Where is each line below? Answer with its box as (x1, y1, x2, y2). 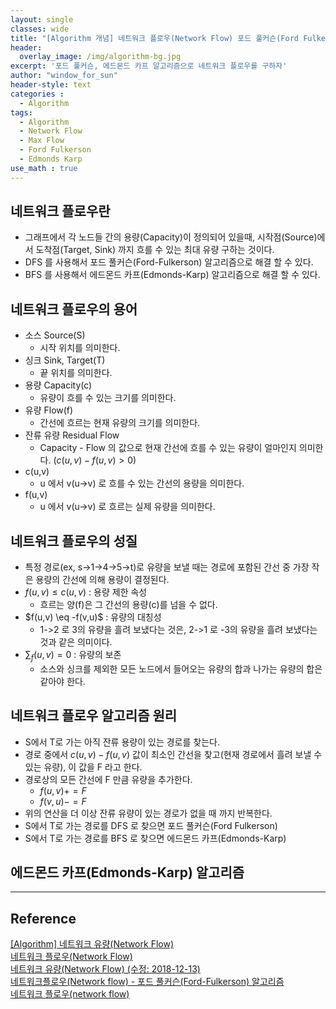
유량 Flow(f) (24, 404, 74, 416)
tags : (10, 107, 33, 118)
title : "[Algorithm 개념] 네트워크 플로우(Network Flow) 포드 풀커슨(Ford (10, 33, 300, 43)
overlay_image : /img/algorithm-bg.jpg (19, 52, 182, 62)
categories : (10, 89, 65, 99)
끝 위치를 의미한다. (39, 367, 113, 379)
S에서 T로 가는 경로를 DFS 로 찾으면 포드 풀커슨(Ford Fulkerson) (24, 819, 278, 831)
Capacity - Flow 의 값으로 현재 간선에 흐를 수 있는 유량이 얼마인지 (39, 442, 297, 454)
